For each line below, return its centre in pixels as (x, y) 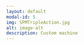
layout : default (26, 11)
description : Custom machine (42, 33)
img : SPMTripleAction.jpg (38, 22)
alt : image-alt (25, 28)
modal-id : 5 (21, 17)
